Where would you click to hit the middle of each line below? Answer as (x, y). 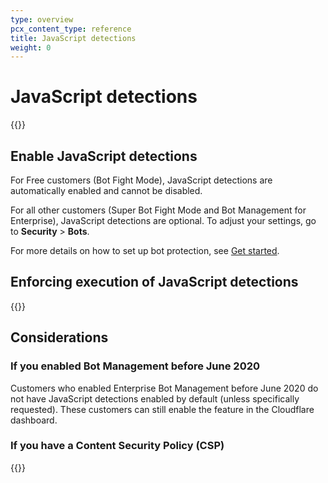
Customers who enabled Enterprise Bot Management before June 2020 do (164, 388)
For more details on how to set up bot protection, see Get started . (145, 250)
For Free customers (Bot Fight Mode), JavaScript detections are (141, 180)
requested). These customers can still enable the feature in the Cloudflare (162, 409)
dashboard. (34, 420)
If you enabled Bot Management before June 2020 (135, 366)
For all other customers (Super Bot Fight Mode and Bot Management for (158, 210)
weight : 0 (31, 47)
